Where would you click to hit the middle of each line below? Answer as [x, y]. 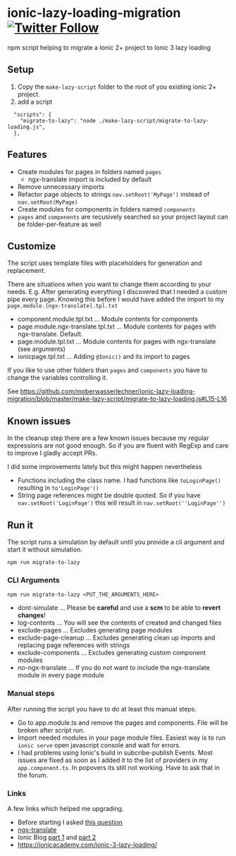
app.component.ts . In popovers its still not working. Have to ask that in [119, 767]
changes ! [31, 616]
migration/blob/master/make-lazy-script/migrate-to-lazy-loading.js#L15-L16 [117, 399]
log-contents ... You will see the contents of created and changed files [119, 623]
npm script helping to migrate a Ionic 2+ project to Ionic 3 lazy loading [109, 47]
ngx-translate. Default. [50, 334]
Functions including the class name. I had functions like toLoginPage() [119, 480]
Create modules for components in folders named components [106, 209]
